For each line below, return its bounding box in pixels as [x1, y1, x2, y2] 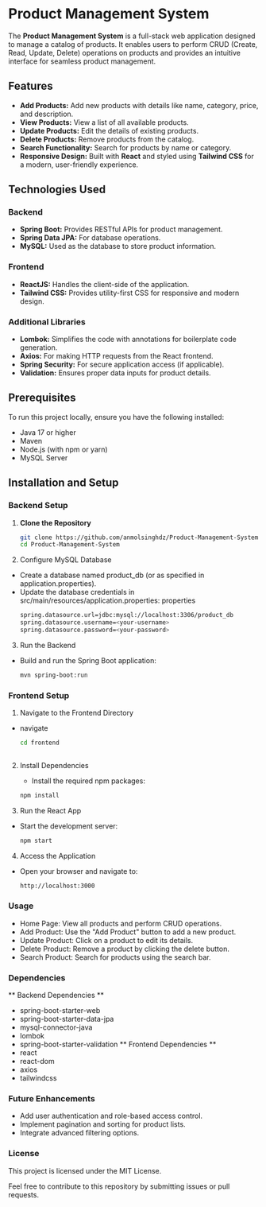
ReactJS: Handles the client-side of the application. [19, 279, 190, 289]
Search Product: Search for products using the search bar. [19, 952, 211, 962]
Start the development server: [19, 821, 118, 831]
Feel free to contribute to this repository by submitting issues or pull [8, 1182, 230, 1191]
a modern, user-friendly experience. [19, 160, 139, 169]
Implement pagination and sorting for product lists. [19, 1120, 186, 1129]
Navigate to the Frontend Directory [19, 708, 133, 718]
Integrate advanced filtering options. [19, 1128, 140, 1138]
